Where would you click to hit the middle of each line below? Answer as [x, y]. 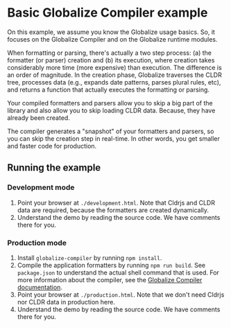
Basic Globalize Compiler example [108, 13]
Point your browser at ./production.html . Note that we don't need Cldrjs [121, 294]
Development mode [41, 187]
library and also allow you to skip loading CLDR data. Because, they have [111, 110]
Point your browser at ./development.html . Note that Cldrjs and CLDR [116, 202]
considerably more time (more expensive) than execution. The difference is [114, 67]
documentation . [40, 287]
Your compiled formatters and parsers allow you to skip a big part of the [110, 103]
